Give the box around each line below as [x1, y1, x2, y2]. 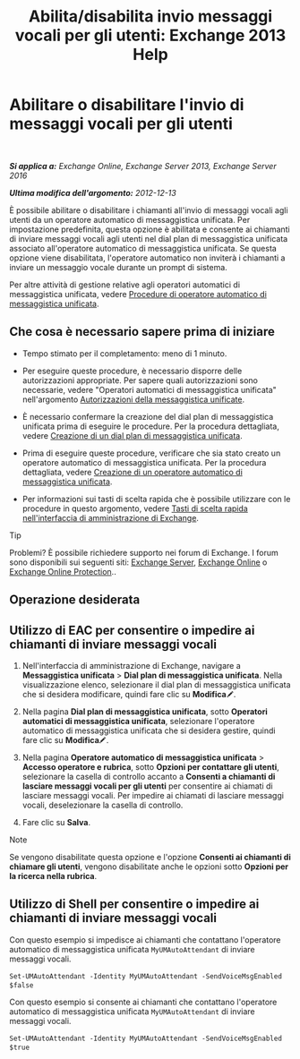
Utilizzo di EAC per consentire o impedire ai [9, 622, 255, 637]
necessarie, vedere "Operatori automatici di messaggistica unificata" [21, 384, 278, 395]
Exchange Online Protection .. [9, 566, 116, 576]
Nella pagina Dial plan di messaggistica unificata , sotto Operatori [21, 705, 268, 717]
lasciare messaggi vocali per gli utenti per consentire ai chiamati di [21, 781, 273, 791]
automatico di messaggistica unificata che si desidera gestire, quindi [21, 725, 276, 736]
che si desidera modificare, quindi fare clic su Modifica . [21, 688, 236, 699]
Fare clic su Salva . [21, 816, 91, 827]
